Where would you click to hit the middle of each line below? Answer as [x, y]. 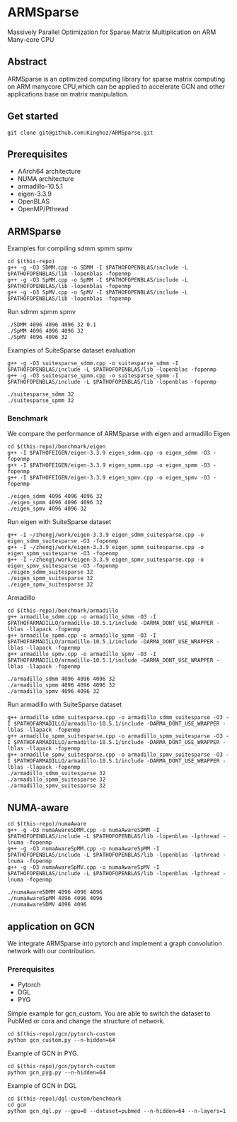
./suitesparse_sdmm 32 [41, 394]
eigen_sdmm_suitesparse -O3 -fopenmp [63, 541]
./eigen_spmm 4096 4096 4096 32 [55, 503]
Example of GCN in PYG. [43, 1053]
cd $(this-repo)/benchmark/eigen [57, 447]
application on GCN [51, 926]
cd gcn [17, 1105]
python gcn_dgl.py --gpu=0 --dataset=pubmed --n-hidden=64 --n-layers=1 [117, 1111]
